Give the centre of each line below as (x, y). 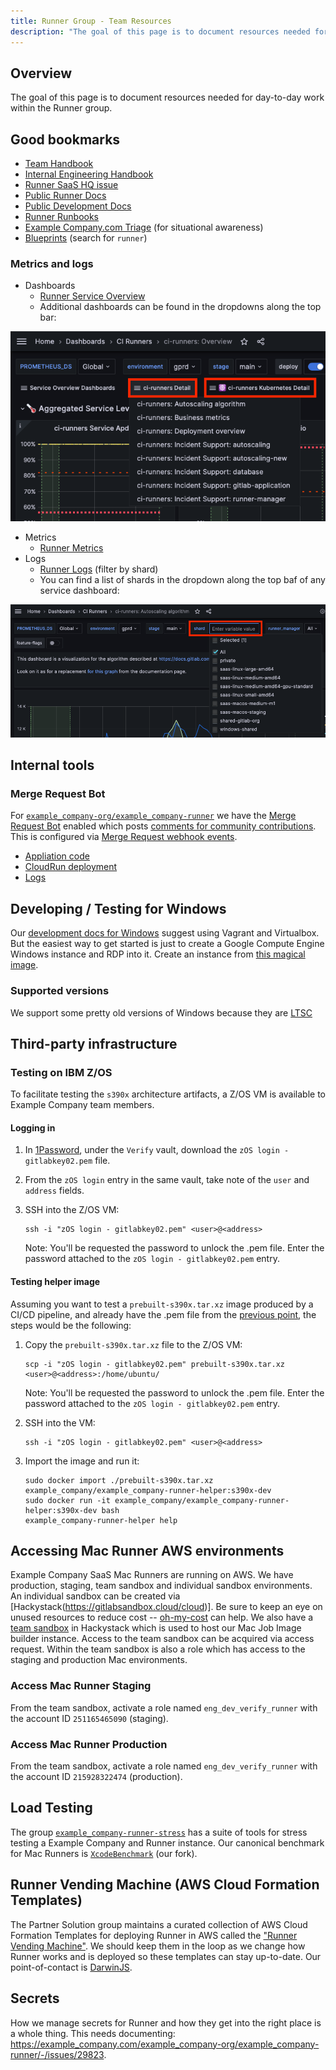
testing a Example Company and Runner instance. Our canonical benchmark (167, 1842)
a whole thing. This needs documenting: (93, 2033)
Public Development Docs (78, 206)
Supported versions (60, 991)
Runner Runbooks (61, 217)
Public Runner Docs (65, 196)
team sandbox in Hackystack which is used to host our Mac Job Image (156, 1628)
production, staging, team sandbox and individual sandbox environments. (161, 1586)
